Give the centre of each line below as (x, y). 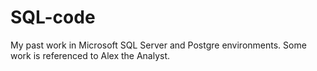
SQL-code (53, 17)
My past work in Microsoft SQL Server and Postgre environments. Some (158, 45)
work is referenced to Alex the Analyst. (90, 55)
